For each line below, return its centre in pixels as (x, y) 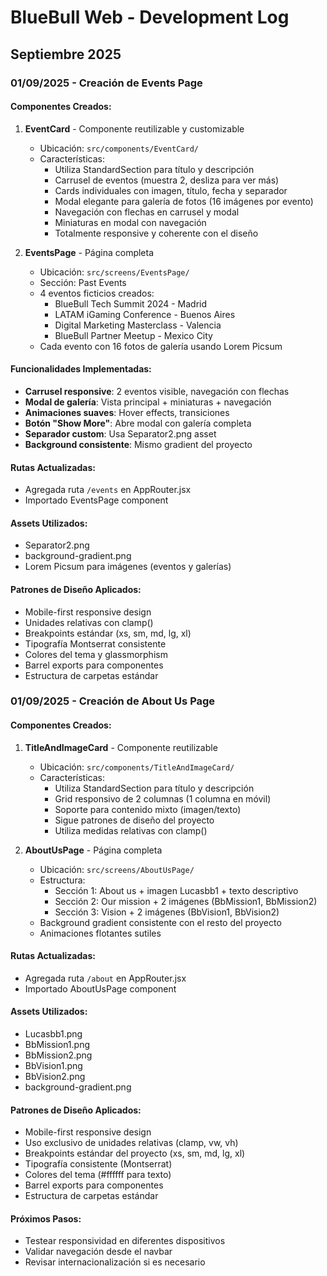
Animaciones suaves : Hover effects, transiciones (127, 412)
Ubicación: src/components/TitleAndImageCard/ (137, 767)
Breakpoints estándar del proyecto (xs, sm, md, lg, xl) (135, 1153)
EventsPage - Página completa (89, 252)
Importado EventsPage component (96, 500)
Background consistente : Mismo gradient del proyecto (138, 444)
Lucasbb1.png (53, 1034)
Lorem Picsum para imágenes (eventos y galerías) (128, 567)
